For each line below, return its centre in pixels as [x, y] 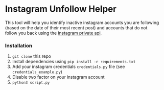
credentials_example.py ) [37, 72]
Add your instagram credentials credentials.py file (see [69, 67]
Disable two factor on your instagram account [58, 77]
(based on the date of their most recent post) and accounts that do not [76, 27]
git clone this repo [32, 56]
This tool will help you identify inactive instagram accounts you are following [82, 22]
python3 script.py [31, 83]
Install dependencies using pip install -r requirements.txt [74, 62]
